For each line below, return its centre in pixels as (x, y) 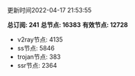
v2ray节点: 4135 (40, 39)
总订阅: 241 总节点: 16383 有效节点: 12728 (67, 25)
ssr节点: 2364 (37, 65)
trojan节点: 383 (39, 57)
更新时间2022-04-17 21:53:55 (49, 10)
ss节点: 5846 (36, 48)
